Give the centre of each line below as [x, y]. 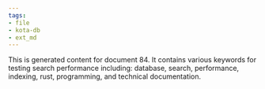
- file [19, 23]
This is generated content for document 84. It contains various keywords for [132, 60]
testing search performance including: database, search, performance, [124, 69]
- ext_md [23, 37]
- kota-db [25, 30]
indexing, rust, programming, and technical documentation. [105, 76]
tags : [17, 15]
